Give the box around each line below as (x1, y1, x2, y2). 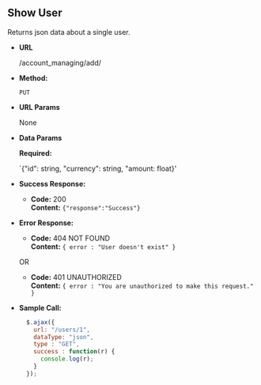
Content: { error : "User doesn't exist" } (30, 241, 176, 251)
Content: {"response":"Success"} (30, 202, 141, 212)
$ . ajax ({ (26, 318, 55, 326)
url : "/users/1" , (33, 326, 91, 334)
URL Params (18, 102, 60, 111)
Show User (7, 6, 62, 20)
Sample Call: (18, 303, 62, 312)
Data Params (18, 133, 62, 142)
